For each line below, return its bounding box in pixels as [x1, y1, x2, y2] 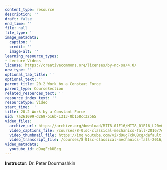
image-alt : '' [9, 49, 39, 54]
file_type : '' [5, 30, 35, 35]
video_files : [5, 118, 32, 124]
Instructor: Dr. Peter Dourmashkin [5, 160, 76, 166]
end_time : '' [5, 21, 32, 26]
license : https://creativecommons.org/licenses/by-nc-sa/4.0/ [5, 63, 137, 68]
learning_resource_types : [5, 53, 59, 59]
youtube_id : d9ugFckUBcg [9, 147, 61, 152]
